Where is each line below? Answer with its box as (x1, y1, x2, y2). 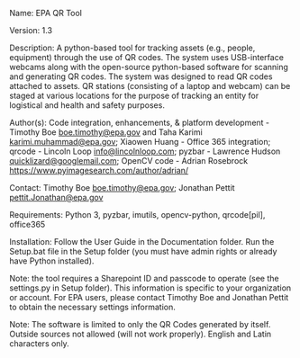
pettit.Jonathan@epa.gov (9, 192, 104, 202)
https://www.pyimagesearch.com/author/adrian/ (9, 166, 189, 175)
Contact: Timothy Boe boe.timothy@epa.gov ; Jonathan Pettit (9, 183, 236, 192)
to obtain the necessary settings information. (9, 301, 176, 312)
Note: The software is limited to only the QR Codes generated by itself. (9, 319, 271, 329)
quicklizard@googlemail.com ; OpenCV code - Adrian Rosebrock (9, 156, 249, 166)
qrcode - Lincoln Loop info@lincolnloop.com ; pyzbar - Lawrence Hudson (9, 146, 281, 157)
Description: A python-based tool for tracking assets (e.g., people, (9, 42, 256, 53)
